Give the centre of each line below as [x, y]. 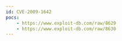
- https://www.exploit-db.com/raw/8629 [66, 23]
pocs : [12, 17]
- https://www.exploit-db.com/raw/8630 [66, 29]
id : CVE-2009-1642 [29, 12]
